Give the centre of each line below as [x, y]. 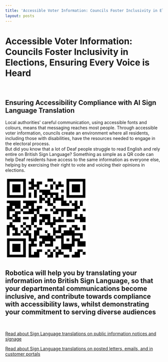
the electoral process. [27, 144]
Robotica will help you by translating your [71, 273]
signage [13, 339]
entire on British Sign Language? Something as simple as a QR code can [79, 154]
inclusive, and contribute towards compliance [78, 296]
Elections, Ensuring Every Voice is [77, 62]
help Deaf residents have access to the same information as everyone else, [83, 159]
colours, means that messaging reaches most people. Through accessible [81, 128]
